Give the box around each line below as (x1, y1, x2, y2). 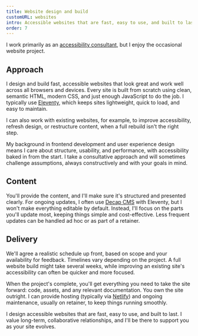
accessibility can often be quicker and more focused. (6, 269, 136, 276)
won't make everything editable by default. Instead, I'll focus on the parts (6, 205, 184, 212)
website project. (6, 48, 45, 55)
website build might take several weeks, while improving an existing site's (6, 262, 185, 269)
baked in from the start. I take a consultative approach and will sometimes (6, 153, 186, 160)
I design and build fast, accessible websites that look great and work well (6, 80, 184, 87)
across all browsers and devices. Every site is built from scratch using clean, (6, 87, 192, 94)
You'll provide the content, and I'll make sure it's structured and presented (6, 192, 186, 199)
